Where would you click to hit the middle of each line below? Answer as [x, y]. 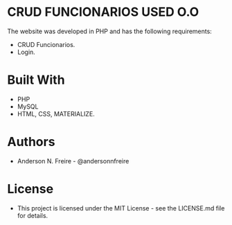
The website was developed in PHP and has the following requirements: [110, 31]
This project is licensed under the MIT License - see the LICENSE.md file [121, 208]
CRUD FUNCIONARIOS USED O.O [103, 12]
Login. [26, 52]
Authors [31, 142]
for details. [33, 215]
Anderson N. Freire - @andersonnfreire [73, 161]
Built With [36, 80]
